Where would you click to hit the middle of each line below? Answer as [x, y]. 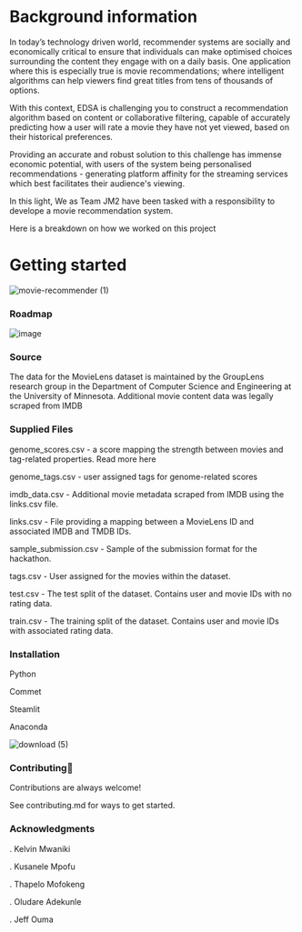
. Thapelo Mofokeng [47, 884]
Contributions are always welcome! [75, 787]
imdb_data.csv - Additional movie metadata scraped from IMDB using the [147, 494]
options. [25, 90]
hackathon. [30, 558]
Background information [104, 17]
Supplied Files [41, 429]
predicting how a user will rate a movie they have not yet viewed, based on [149, 127]
